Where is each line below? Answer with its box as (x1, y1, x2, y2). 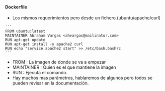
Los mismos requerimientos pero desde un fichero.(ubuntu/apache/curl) (12, 15, 161, 21)
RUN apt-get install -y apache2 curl (5, 42, 83, 47)
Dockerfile (5, 4, 27, 10)
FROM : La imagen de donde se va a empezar (12, 59, 106, 65)
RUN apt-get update (5, 38, 46, 43)
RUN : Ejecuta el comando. (12, 70, 68, 76)
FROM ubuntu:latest (5, 29, 46, 34)
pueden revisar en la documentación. (12, 80, 89, 86)
